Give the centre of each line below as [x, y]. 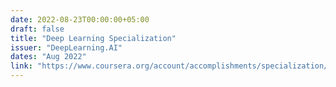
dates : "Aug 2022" [48, 57]
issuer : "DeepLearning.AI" [66, 47]
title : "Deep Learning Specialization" [93, 38]
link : [21, 66]
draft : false [37, 29]
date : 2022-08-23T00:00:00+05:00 [80, 19]
